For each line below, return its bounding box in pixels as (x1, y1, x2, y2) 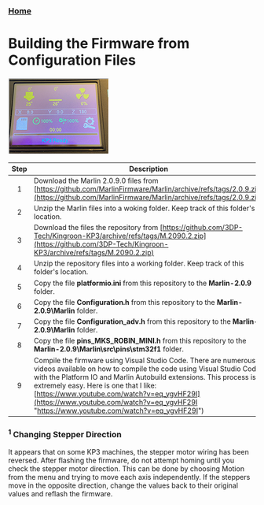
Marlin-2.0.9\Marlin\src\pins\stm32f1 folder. (34, 344, 185, 354)
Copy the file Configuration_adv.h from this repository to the (34, 317, 232, 326)
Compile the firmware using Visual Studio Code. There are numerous (34, 355, 256, 365)
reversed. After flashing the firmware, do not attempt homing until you (8, 455, 235, 465)
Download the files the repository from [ (34, 223, 163, 232)
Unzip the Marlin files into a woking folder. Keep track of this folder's (34, 203, 255, 213)
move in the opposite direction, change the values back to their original (8, 481, 238, 490)
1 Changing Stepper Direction (8, 428, 122, 440)
